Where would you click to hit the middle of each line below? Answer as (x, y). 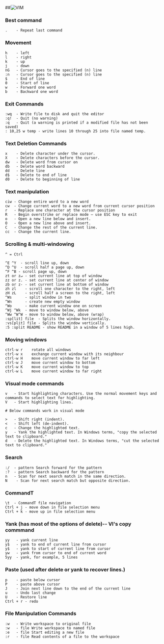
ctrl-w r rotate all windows (38, 350)
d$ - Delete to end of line (36, 175)
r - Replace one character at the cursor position (60, 210)
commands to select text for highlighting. (50, 398)
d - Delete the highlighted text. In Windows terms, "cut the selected (82, 441)
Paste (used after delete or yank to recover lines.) (65, 570)
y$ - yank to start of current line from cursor (58, 549)
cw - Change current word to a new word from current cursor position (80, 206)
